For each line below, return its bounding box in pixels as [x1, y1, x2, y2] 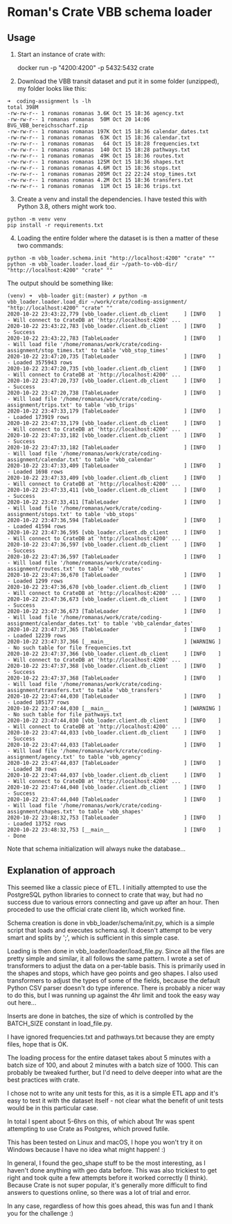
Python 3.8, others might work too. [17, 202, 116, 210]
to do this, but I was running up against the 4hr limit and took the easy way [7, 991, 220, 999]
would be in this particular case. [7, 1103, 98, 1112]
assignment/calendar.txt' [7, 456, 82, 463]
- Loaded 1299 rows [7, 578, 64, 585]
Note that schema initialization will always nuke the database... [7, 845, 186, 853]
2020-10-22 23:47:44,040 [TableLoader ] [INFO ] [7, 796, 222, 803]
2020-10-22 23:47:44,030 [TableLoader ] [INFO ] [7, 693, 222, 700]
